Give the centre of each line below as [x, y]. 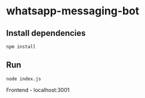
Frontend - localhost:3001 [38, 90]
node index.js [24, 79]
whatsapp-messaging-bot [73, 11]
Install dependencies [46, 33]
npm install [21, 47]
